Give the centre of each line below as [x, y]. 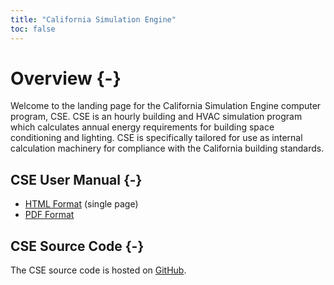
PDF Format [49, 215]
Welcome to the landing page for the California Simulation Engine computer [166, 106]
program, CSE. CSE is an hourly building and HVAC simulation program [156, 117]
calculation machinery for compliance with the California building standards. [167, 148]
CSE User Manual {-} [76, 179]
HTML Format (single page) [81, 204]
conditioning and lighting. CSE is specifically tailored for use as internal [156, 138]
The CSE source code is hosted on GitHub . [98, 270]
